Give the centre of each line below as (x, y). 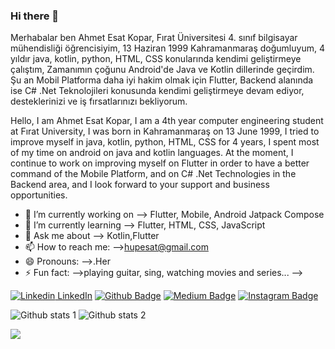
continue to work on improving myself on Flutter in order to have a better (160, 163)
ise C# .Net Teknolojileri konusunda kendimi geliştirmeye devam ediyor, (157, 91)
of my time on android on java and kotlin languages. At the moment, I (152, 153)
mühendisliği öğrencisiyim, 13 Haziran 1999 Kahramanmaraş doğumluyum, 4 (167, 48)
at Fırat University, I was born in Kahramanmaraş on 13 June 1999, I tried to (165, 131)
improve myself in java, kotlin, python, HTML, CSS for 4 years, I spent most (165, 142)
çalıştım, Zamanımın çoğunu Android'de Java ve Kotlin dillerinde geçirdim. (162, 70)
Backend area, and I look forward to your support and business (140, 185)
